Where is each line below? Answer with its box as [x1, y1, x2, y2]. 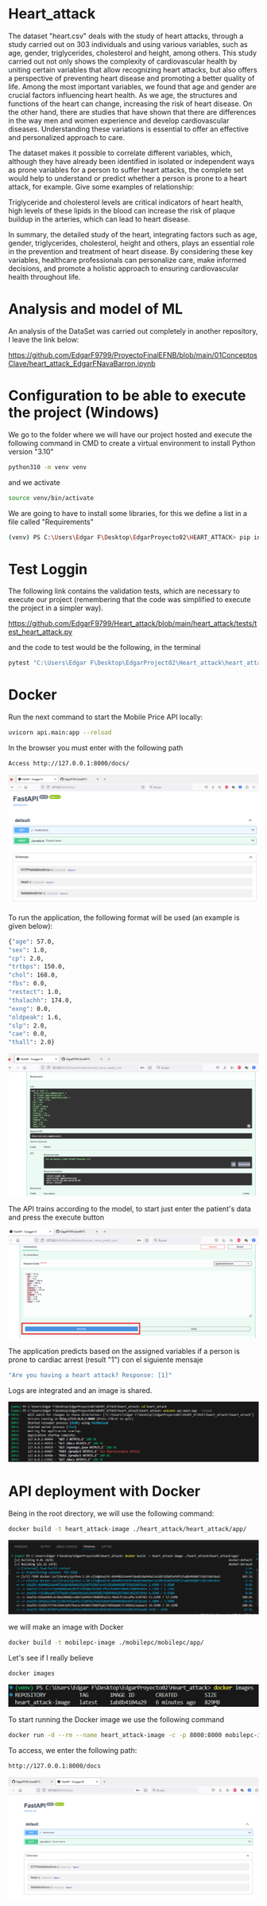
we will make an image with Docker [8, 1622, 124, 1631]
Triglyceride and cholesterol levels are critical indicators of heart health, [8, 197, 244, 207]
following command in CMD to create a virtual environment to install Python [8, 438, 256, 448]
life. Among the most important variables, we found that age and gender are [8, 81, 257, 92]
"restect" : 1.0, [8, 988, 62, 996]
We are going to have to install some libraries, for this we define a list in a [8, 508, 248, 518]
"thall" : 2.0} [8, 1039, 56, 1047]
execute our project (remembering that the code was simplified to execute [8, 595, 251, 605]
